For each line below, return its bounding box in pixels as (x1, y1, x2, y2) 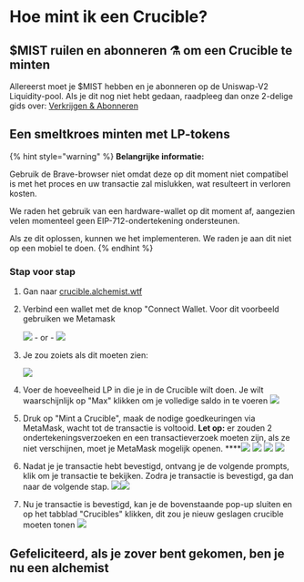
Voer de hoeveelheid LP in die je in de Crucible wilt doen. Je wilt (22, 384, 264, 395)
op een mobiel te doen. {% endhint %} (9, 242, 154, 253)
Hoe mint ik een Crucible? (9, 6, 208, 27)
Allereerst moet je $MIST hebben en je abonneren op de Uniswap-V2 (9, 81, 269, 92)
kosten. (9, 188, 38, 199)
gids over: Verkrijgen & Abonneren (9, 100, 139, 111)
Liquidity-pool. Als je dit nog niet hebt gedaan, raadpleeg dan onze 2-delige (9, 91, 294, 101)
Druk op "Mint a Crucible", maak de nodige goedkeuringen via (22, 413, 256, 424)
